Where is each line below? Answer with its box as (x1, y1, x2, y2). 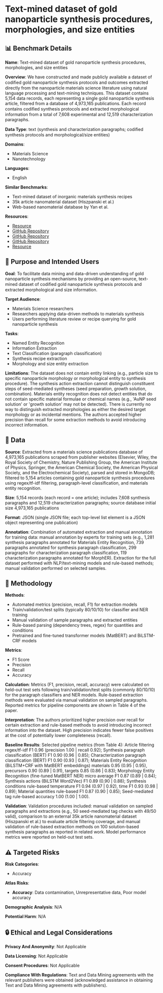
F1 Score (12, 656, 30, 663)
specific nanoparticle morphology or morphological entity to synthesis (5, 375, 146, 381)
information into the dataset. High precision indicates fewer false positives (5, 727, 154, 733)
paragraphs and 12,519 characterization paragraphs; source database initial (5, 500, 157, 506)
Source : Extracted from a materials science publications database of (5, 449, 143, 455)
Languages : (5, 166, 30, 171)
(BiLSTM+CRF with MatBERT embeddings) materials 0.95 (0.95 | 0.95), (5, 763, 147, 768)
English (12, 175, 27, 181)
